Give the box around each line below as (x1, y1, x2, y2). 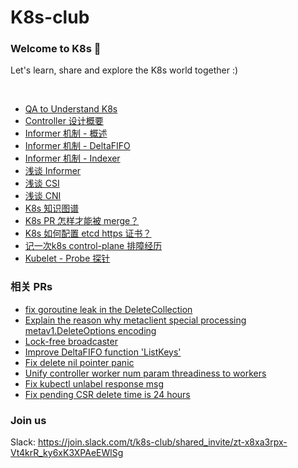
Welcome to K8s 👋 (10, 42, 102, 56)
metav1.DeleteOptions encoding (24, 324, 157, 336)
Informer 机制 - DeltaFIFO (24, 140, 131, 152)
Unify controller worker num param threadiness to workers (24, 367, 267, 379)
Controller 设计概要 (24, 115, 104, 127)
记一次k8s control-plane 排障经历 (24, 240, 163, 252)
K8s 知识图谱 (24, 202, 80, 215)
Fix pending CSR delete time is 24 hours (24, 388, 191, 400)
